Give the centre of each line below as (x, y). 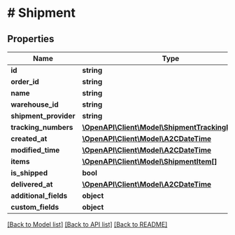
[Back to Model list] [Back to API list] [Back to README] (87, 224)
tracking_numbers (42, 127)
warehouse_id (35, 105)
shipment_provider (43, 116)
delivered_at (32, 184)
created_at (29, 139)
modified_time (35, 150)
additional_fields (39, 196)
